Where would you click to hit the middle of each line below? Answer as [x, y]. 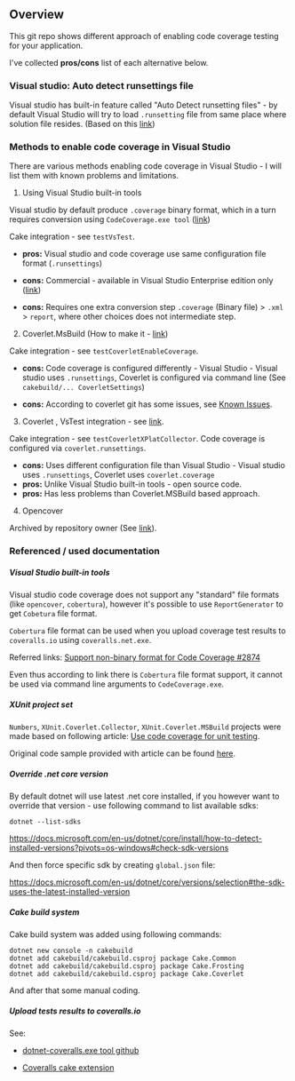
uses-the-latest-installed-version [70, 892]
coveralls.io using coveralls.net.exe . [80, 640]
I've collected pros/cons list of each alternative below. [109, 62]
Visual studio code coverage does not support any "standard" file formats [144, 595]
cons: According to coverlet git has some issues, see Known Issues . [147, 404]
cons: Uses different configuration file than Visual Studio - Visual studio [154, 465]
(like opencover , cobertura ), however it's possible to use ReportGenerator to [147, 604]
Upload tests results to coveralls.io [75, 1011]
